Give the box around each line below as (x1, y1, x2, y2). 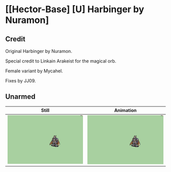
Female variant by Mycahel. (5, 68, 63, 74)
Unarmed (5, 93, 36, 101)
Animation (114, 107, 137, 113)
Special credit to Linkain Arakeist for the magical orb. (5, 58, 117, 64)
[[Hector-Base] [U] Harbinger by (5, 4, 145, 15)
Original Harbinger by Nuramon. (5, 48, 72, 54)
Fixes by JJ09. (5, 78, 36, 83)
